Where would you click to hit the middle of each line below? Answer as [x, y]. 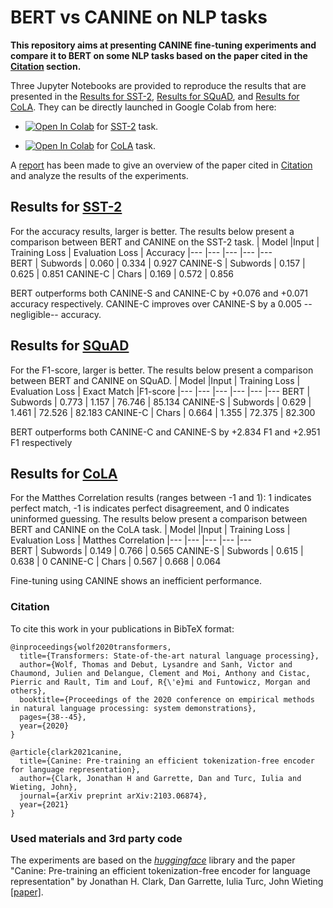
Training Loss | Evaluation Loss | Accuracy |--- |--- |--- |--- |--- [141, 252]
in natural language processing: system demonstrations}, [133, 708]
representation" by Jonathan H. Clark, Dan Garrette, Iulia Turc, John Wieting [167, 881]
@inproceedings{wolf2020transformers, [91, 647]
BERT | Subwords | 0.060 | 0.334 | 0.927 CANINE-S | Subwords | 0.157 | [158, 263]
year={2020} [44, 726]
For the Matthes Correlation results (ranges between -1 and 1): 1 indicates [161, 498]
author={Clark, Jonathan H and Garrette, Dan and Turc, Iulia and [160, 778]
